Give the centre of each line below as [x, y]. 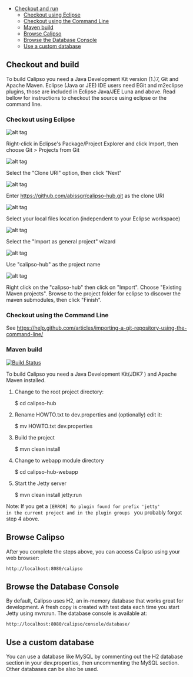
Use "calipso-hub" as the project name [53, 265]
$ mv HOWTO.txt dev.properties [54, 426]
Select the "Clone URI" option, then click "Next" [64, 173]
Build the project [34, 437]
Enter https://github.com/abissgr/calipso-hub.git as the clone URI [85, 196]
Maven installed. [26, 380]
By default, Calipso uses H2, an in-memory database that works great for [95, 601]
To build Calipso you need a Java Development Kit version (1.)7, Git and [92, 79]
